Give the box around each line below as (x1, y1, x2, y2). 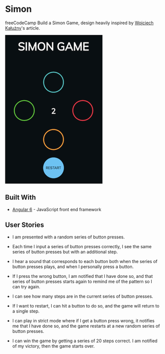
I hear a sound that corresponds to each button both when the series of (12, 258, 158, 264)
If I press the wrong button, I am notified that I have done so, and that (12, 273, 153, 279)
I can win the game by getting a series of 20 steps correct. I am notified (12, 338, 158, 344)
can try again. (12, 283, 40, 290)
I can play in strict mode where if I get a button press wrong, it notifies (12, 317, 155, 323)
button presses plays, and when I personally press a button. (12, 264, 134, 269)
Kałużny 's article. (5, 25, 40, 31)
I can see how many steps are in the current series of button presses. (12, 293, 154, 299)
